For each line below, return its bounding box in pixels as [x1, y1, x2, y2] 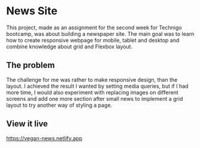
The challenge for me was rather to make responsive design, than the [6, 76, 178, 83]
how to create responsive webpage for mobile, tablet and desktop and [6, 36, 180, 44]
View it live [6, 119, 48, 129]
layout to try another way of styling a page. [6, 101, 113, 109]
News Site [6, 4, 58, 18]
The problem [6, 60, 55, 70]
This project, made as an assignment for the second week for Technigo [6, 24, 182, 31]
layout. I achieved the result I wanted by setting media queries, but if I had [6, 82, 189, 90]
